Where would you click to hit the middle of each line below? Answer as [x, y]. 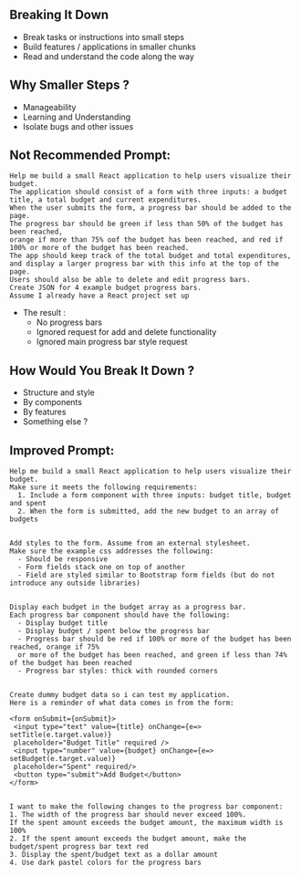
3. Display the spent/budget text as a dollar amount [114, 855]
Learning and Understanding [77, 117]
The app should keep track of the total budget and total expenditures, [150, 256]
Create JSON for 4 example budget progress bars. [106, 288]
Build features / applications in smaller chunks [109, 47]
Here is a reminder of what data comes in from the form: [122, 703]
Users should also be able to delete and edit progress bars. [130, 280]
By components [52, 402]
